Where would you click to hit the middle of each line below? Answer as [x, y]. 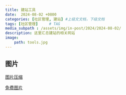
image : [12, 38]
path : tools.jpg [31, 42]
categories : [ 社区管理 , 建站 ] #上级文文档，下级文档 [55, 19]
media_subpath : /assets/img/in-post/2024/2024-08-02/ [63, 28]
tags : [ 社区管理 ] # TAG [33, 24]
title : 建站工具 [20, 10]
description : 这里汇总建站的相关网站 [40, 33]
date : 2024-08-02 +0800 [31, 14]
